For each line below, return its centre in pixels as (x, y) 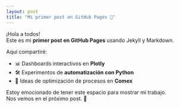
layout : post (22, 12)
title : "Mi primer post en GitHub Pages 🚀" (61, 17)
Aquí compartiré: (27, 51)
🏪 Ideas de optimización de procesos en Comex (73, 81)
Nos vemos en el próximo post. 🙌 (47, 99)
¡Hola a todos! (23, 34)
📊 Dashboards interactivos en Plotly (60, 63)
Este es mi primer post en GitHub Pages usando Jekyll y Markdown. (90, 40)
